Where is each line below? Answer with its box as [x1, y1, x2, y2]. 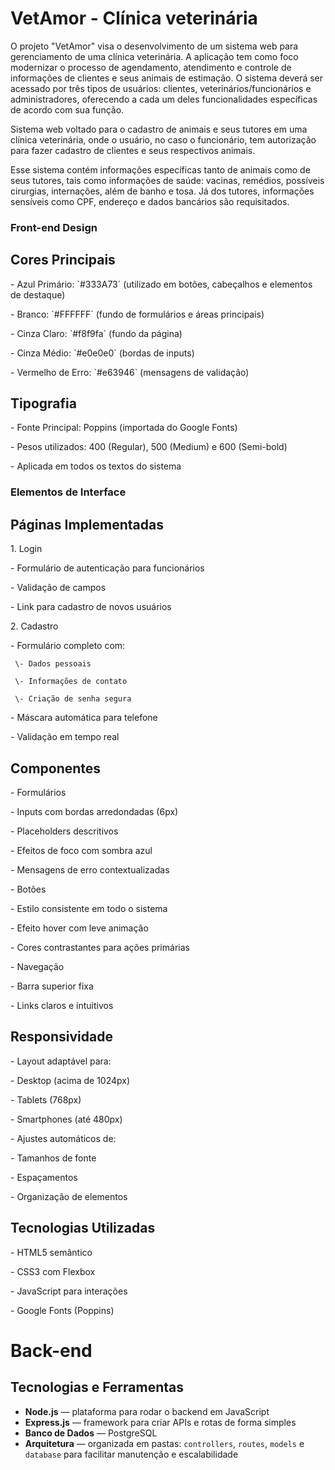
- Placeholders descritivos [10, 825, 119, 837]
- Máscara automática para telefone [10, 712, 158, 724]
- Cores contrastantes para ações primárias [10, 942, 190, 954]
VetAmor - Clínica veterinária [10, 7, 258, 30]
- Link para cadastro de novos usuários [10, 601, 172, 613]
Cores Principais [10, 252, 116, 269]
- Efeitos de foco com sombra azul [10, 845, 153, 857]
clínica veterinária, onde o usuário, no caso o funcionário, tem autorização [10, 133, 317, 146]
